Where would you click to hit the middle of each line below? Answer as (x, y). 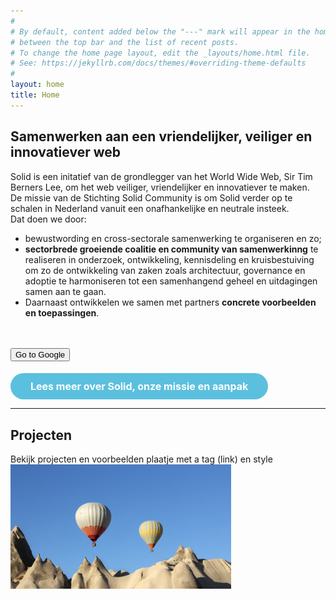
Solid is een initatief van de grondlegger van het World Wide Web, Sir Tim (161, 176)
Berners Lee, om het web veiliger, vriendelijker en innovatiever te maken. (160, 187)
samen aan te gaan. (65, 291)
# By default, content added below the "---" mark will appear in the (160, 31)
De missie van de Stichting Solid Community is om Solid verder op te (151, 197)
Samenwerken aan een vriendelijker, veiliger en (161, 136)
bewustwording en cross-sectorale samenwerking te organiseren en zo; (173, 238)
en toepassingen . (62, 312)
